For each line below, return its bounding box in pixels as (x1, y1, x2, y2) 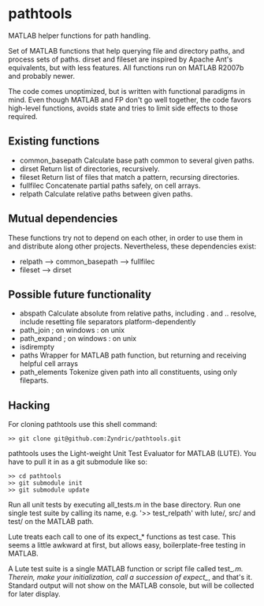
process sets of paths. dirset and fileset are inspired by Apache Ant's (8, 54, 233, 64)
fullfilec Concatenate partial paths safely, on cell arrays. (19, 181, 201, 190)
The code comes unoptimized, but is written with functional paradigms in (8, 86, 246, 95)
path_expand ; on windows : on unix (19, 334, 136, 343)
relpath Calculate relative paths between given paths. (19, 189, 193, 198)
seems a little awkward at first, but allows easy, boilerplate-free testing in (8, 541, 246, 550)
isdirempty (19, 342, 55, 352)
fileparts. (19, 376, 49, 385)
